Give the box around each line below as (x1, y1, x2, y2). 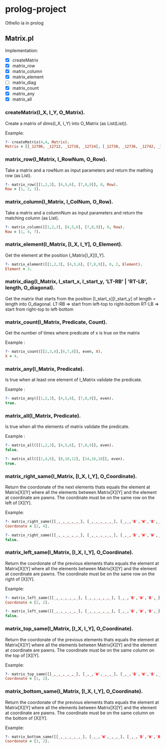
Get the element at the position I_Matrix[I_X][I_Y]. (5, 252, 105, 258)
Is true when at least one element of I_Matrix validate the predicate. (5, 377, 142, 383)
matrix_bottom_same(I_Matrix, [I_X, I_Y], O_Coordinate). (5, 688, 143, 695)
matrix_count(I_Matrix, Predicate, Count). (5, 319, 107, 326)
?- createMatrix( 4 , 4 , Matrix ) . (5, 139, 70, 144)
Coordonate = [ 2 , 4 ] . (5, 524, 50, 529)
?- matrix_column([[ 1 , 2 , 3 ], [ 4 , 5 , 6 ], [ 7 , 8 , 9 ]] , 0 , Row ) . (5, 224, 125, 229)
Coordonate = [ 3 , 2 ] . (5, 739, 50, 744)
